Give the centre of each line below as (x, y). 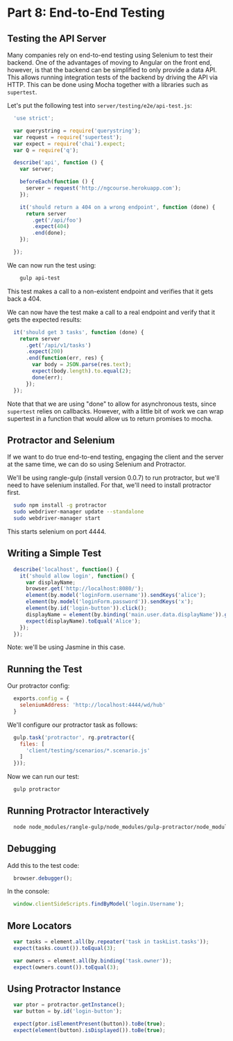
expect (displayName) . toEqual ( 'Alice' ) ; (83, 621)
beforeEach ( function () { (57, 182)
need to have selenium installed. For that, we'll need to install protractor (109, 485)
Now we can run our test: (43, 777)
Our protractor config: (38, 686)
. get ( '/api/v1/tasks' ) (58, 345)
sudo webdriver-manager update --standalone (79, 512)
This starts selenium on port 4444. (57, 531)
